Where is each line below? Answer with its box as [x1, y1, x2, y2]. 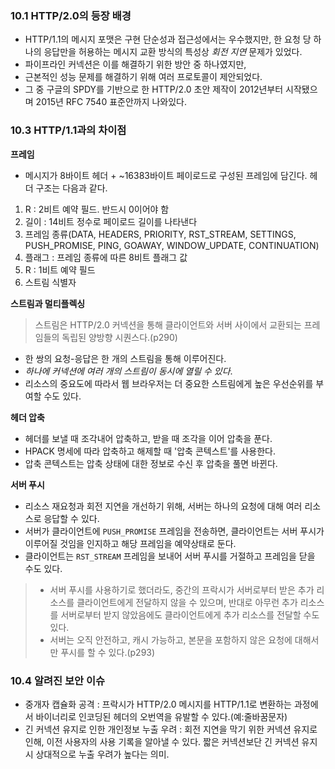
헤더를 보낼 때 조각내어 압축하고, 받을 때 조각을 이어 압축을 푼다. [24, 432, 273, 444]
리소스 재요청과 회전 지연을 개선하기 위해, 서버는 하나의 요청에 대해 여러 [24, 500, 303, 512]
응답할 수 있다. [43, 512, 100, 524]
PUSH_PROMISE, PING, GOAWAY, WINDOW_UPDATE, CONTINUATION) [24, 239, 320, 251]
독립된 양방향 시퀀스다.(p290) [61, 331, 178, 343]
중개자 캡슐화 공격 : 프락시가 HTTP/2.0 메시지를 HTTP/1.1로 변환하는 [24, 698, 292, 710]
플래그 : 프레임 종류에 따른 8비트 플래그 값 [24, 251, 188, 263]
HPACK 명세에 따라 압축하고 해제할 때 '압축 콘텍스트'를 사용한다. [24, 445, 276, 457]
